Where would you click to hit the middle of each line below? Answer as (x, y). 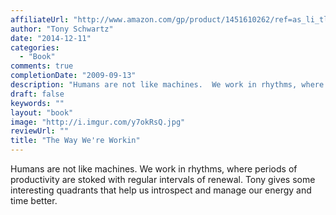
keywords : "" (37, 103)
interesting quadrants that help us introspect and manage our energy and (161, 190)
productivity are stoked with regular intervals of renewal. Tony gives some (163, 179)
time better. (34, 200)
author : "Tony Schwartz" (62, 29)
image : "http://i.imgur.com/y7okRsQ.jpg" (98, 122)
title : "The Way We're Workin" (75, 141)
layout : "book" (42, 112)
